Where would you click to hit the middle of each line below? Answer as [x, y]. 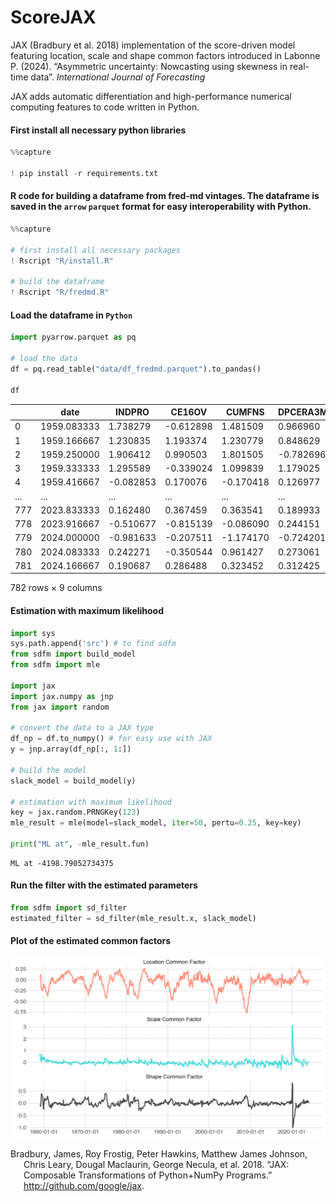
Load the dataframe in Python [71, 315]
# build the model [48, 770]
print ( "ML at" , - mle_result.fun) [80, 844]
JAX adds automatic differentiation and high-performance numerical [151, 96]
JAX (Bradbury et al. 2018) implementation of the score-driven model [153, 45]
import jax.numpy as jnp [62, 696]
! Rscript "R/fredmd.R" [60, 292]
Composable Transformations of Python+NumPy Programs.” [148, 1175]
